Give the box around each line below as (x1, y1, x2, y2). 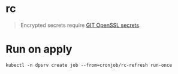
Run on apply (5, 42, 73, 56)
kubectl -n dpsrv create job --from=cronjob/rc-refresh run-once (5, 62, 172, 68)
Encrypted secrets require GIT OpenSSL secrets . (20, 21, 141, 29)
